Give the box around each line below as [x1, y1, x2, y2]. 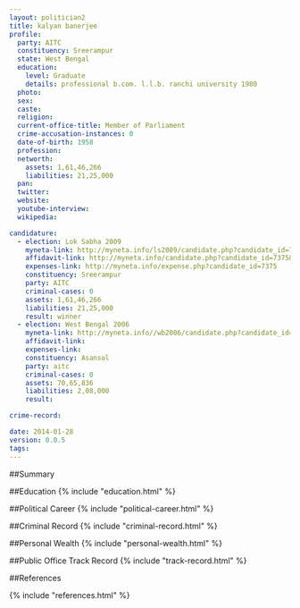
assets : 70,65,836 [25, 378, 94, 387]
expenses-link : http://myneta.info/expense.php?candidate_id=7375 [25, 262, 278, 271]
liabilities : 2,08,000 [25, 386, 110, 396]
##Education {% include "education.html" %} [9, 486, 176, 496]
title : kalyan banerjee [9, 21, 98, 30]
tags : [9, 443, 29, 452]
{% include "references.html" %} [9, 589, 131, 600]
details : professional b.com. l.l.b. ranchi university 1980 [25, 80, 257, 89]
